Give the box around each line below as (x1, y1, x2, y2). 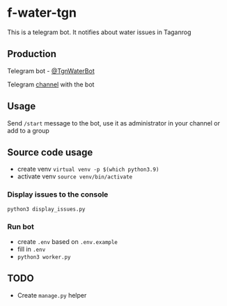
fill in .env (17, 245, 46, 253)
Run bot (7, 222, 35, 231)
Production (7, 48, 57, 60)
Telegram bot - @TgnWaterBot (7, 66, 95, 75)
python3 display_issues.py (7, 206, 86, 213)
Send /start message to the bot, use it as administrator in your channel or (7, 118, 221, 127)
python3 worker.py (17, 253, 71, 261)
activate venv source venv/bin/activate (17, 172, 133, 181)
